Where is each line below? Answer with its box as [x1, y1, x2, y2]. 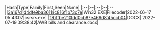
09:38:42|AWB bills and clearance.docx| [18, 20, 99, 25]
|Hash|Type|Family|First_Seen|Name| [5, 5, 80, 10]
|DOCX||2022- [125, 15, 156, 20]
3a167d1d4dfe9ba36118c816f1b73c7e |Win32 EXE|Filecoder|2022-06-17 [8, 10, 152, 15]
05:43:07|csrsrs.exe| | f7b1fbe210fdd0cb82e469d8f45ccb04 [5, 15, 126, 20]
